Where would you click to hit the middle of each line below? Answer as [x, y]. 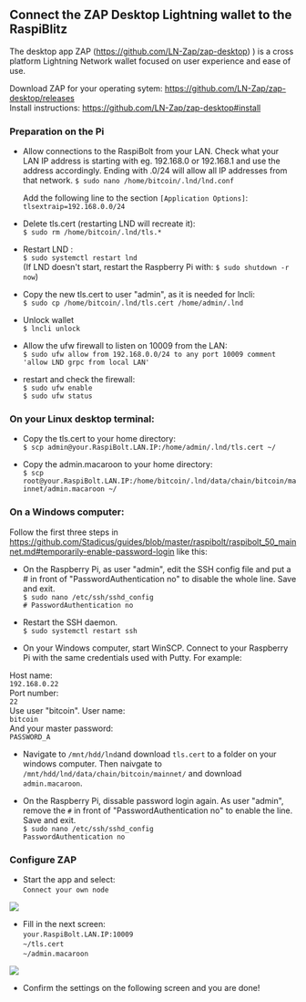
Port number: [34, 693]
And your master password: [61, 728]
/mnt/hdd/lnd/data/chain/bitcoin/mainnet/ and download [132, 773]
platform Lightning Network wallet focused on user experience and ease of [150, 61]
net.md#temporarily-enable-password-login [92, 551]
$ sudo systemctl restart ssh [80, 631]
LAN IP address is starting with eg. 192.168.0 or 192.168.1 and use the [151, 161]
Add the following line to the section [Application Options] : [135, 198]
